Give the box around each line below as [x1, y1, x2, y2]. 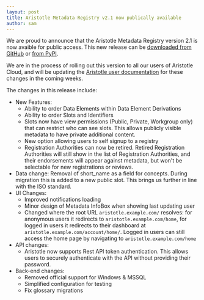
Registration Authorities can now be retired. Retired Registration [24, 144, 185, 152]
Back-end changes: [15, 267, 65, 275]
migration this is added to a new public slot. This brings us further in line [15, 177, 197, 184]
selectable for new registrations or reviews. [24, 163, 134, 171]
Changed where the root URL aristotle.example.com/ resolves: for [24, 209, 192, 216]
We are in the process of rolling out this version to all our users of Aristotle [6, 62, 194, 69]
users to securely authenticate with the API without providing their [24, 254, 191, 262]
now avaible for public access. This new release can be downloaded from [6, 43, 192, 51]
